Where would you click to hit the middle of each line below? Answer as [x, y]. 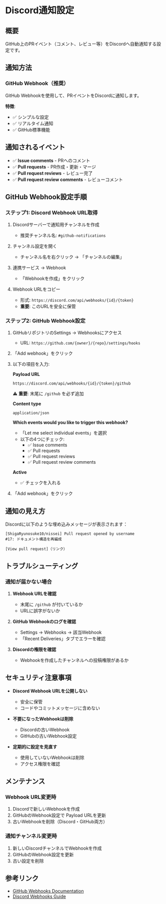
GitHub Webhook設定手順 [46, 197]
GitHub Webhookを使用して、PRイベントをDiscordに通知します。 [73, 95]
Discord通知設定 [40, 10]
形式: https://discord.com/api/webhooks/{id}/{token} [77, 300]
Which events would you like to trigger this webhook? [70, 423]
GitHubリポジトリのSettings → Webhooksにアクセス [67, 333]
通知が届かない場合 [29, 581]
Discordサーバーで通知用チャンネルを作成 [56, 225]
